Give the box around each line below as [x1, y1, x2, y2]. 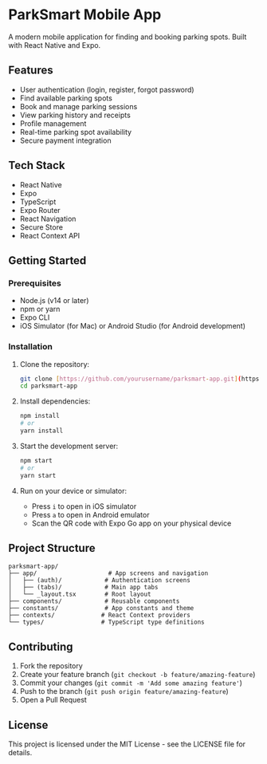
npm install [19, 412, 60, 420]
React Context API [19, 230, 80, 240]
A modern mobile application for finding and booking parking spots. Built [8, 32, 247, 41]
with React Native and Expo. [8, 40, 101, 49]
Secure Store [19, 222, 64, 232]
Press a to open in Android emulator [31, 510, 150, 519]
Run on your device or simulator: [19, 486, 128, 495]
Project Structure [8, 541, 96, 555]
